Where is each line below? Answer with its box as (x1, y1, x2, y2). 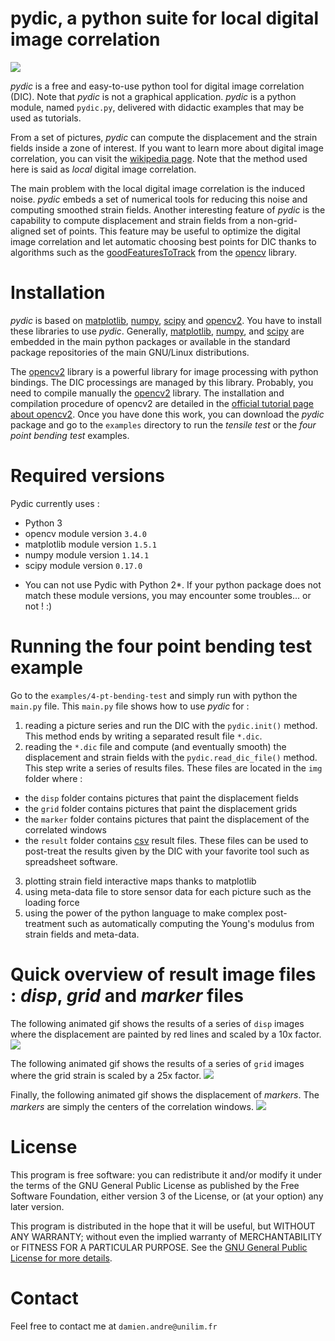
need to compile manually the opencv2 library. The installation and (10, 387, 285, 399)
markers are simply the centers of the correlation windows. (10, 1100, 254, 1112)
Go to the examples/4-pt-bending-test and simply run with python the (10, 689, 298, 701)
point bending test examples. (10, 429, 130, 441)
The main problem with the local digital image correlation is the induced (10, 182, 305, 194)
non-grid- (257, 214, 298, 226)
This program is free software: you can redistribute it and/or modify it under (10, 1168, 322, 1181)
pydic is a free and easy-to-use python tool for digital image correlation (10, 80, 305, 92)
